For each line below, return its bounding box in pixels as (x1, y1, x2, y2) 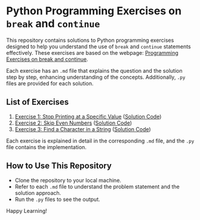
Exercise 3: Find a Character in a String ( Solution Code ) (14, 125, 151, 132)
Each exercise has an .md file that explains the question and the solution (6, 67, 183, 74)
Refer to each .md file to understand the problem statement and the (14, 183, 180, 190)
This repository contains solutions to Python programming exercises (6, 36, 174, 44)
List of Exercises (6, 97, 69, 107)
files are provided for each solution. (6, 79, 94, 87)
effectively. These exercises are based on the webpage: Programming (6, 49, 179, 56)
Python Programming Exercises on (6, 4, 182, 18)
